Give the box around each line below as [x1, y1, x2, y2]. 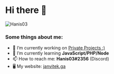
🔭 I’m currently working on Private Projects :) [12, 45, 105, 51]
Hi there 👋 [5, 4, 47, 16]
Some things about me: [5, 33, 63, 40]
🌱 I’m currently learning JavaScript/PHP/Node [12, 50, 109, 56]
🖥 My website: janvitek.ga [12, 63, 66, 69]
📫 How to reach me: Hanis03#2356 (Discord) [12, 56, 109, 62]
